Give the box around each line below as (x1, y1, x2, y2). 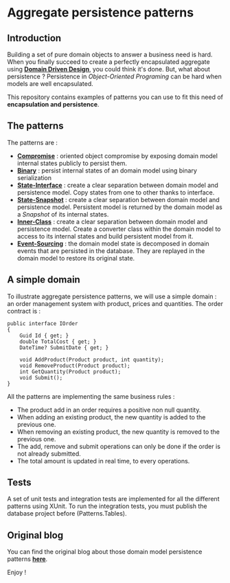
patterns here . (7, 555, 48, 563)
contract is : (7, 307, 41, 315)
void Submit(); (19, 374, 63, 381)
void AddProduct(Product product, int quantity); (19, 356, 165, 363)
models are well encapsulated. (7, 80, 94, 87)
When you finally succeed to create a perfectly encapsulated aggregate (7, 58, 211, 66)
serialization (16, 173, 52, 181)
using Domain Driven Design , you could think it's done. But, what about (7, 65, 211, 73)
